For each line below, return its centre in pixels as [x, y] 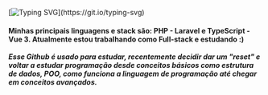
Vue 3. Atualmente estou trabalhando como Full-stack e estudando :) [126, 39]
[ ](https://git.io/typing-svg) [76, 12]
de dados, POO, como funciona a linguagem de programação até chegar [133, 74]
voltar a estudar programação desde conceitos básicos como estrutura [131, 65]
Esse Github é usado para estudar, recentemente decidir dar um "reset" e [134, 57]
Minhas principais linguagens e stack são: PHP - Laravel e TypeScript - [130, 30]
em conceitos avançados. [53, 82]
